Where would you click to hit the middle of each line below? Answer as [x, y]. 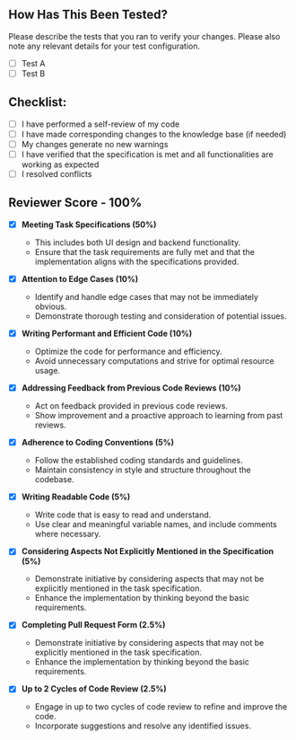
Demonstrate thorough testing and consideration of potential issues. [161, 316]
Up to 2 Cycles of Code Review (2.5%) [94, 689]
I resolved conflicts [57, 174]
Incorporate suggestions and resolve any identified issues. [143, 726]
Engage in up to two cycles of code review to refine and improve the [161, 707]
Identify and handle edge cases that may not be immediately [147, 297]
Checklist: [38, 102]
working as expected [60, 164]
